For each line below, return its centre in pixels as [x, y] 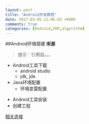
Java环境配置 [27, 82]
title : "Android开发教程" [31, 15]
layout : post [19, 10]
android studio [35, 71]
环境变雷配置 [33, 89]
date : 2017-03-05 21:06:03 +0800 [40, 19]
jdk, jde [28, 76]
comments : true [21, 24]
